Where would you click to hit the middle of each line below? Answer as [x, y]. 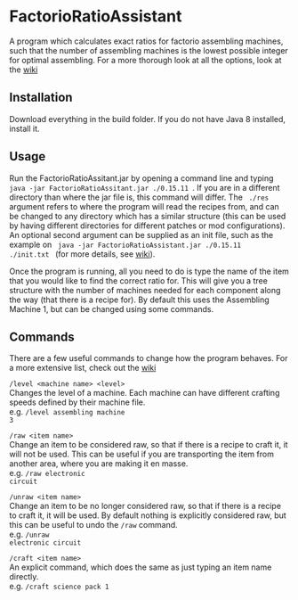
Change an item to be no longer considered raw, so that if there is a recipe [145, 506]
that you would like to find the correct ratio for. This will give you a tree [139, 280]
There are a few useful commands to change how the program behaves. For [149, 358]
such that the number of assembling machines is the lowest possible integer [149, 50]
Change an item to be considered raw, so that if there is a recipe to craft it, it [149, 445]
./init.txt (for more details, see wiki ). [82, 254]
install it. [24, 128]
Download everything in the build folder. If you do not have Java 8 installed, [148, 119]
